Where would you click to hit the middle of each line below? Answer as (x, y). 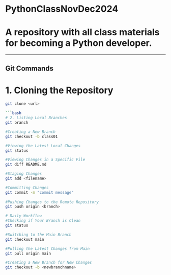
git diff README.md (26, 165)
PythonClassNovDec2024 (62, 9)
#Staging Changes (24, 174)
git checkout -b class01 (32, 136)
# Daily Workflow (24, 216)
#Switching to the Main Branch (38, 235)
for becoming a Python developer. (79, 43)
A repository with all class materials (82, 32)
